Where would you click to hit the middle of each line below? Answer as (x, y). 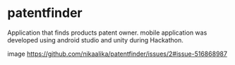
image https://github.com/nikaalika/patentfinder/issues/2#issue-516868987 (117, 54)
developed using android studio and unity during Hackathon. (95, 40)
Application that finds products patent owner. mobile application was (107, 32)
